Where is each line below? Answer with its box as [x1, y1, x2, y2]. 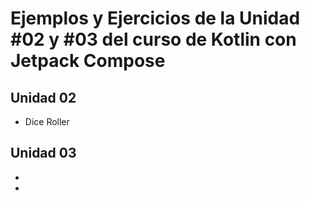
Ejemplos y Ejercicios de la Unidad [10, 7, 301, 30]
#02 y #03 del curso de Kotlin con [10, 28, 297, 51]
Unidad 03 [10, 145, 77, 162]
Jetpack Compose [10, 50, 166, 72]
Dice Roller [24, 116, 70, 127]
